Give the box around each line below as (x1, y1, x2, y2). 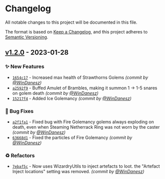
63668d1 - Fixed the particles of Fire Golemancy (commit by (12, 134, 132, 141)
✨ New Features (5, 63, 44, 70)
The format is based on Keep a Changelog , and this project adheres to (5, 29, 148, 35)
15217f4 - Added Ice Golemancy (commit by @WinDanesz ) (12, 95, 132, 101)
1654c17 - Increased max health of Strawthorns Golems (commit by (12, 74, 149, 80)
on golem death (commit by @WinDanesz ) (12, 90, 99, 96)
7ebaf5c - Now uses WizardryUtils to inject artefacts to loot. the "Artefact (12, 163, 160, 169)
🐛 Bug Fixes (5, 107, 33, 114)
